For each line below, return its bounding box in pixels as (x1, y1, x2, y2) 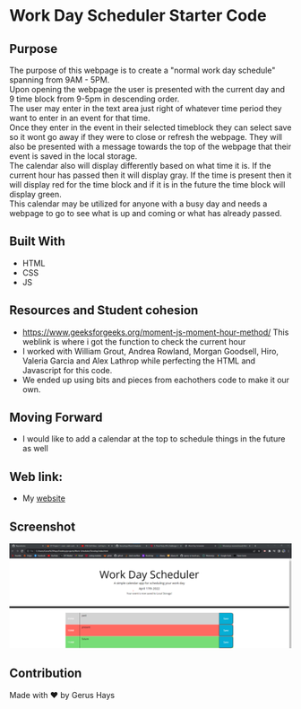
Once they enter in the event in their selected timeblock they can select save (9, 122, 292, 133)
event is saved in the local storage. (9, 151, 138, 162)
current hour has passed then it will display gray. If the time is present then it (9, 170, 292, 180)
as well (21, 443, 49, 454)
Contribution (9, 666, 82, 681)
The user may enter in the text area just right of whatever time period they (9, 103, 282, 113)
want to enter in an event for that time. (9, 113, 150, 123)
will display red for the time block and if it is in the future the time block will (9, 179, 286, 189)
